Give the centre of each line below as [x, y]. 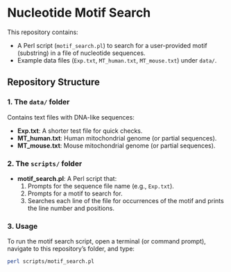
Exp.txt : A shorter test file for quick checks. [80, 131]
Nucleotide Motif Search [79, 13]
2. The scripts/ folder [45, 163]
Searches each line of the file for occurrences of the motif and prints [126, 200]
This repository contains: [43, 32]
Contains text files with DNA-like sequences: [71, 117]
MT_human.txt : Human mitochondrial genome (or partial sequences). [117, 138]
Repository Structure [54, 82]
